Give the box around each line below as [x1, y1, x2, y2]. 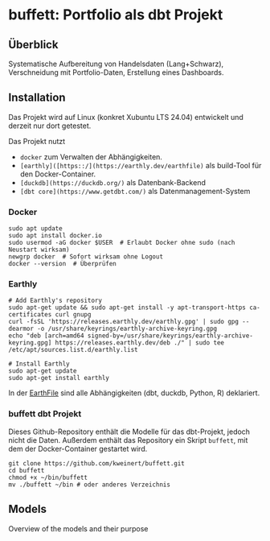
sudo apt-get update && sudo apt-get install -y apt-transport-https [8, 304, 247, 312]
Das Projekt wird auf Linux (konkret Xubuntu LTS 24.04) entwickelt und [8, 112, 243, 122]
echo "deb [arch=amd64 [8, 332, 84, 340]
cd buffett [8, 466, 45, 474]
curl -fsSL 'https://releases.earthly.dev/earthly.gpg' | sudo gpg [8, 318, 239, 326]
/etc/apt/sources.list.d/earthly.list [8, 346, 138, 354]
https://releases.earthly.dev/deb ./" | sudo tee [55, 339, 225, 347]
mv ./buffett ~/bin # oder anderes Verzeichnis [8, 481, 171, 489]
